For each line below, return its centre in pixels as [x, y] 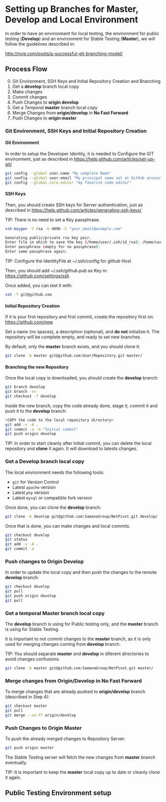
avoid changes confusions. [33, 659]
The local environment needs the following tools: [55, 472]
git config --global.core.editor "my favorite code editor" [68, 183]
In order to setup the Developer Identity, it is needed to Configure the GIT [80, 154]
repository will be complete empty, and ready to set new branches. [73, 337]
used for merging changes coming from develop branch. [63, 644]
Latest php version [31, 493]
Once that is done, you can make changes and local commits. [68, 526]
